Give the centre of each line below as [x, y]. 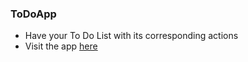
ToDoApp [33, 14]
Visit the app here [61, 46]
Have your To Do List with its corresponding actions [131, 36]
